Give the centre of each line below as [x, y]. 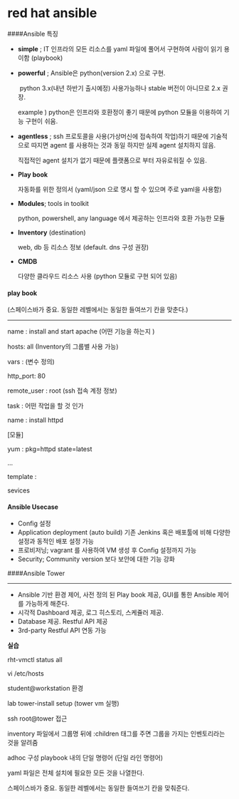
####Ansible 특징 [33, 33]
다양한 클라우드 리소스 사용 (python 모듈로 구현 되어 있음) [97, 276]
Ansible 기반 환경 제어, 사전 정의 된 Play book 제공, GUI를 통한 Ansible [117, 595]
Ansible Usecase [33, 507]
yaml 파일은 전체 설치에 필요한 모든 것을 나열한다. [76, 773]
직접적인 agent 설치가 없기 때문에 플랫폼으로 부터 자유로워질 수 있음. [112, 160]
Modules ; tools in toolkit [53, 203]
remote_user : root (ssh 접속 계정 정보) [62, 391]
